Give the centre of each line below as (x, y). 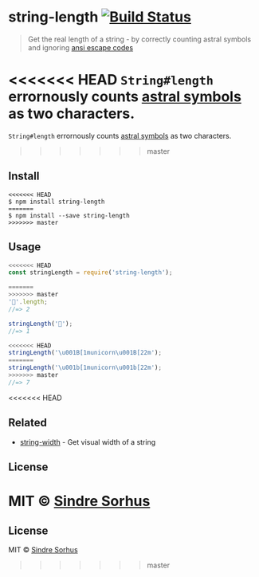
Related (28, 423)
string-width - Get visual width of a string (88, 442)
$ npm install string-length (57, 202)
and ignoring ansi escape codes (80, 47)
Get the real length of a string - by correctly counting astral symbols (139, 39)
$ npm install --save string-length (69, 215)
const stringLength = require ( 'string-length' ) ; (90, 273)
